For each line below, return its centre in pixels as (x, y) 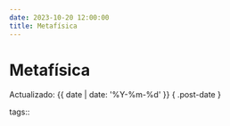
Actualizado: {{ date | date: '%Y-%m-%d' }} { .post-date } (115, 95)
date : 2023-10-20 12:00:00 (59, 17)
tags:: (20, 112)
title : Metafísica (43, 26)
